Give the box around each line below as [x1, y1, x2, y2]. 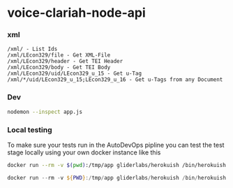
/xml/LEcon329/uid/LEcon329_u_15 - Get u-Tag [7, 70, 142, 78]
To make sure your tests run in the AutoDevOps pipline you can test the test [7, 140, 225, 149]
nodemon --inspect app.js [7, 108, 82, 115]
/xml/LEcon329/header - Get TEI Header [7, 58, 123, 65]
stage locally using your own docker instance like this [7, 148, 161, 157]
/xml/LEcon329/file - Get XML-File [7, 52, 111, 59]
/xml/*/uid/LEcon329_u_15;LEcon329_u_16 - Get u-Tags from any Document [7, 76, 223, 83]
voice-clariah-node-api [7, 5, 146, 21]
